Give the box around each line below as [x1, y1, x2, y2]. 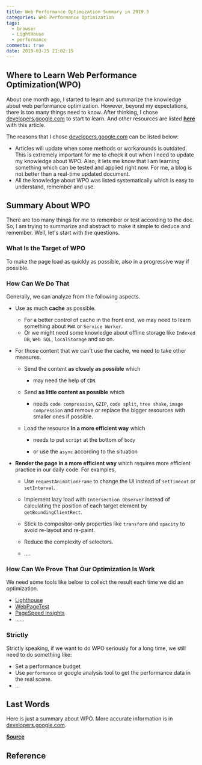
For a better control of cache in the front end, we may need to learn [23, 316, 191, 323]
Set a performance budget [14, 663, 81, 670]
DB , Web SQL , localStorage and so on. [23, 335, 114, 342]
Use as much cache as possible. [14, 305, 96, 312]
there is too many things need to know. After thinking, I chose [6, 108, 158, 116]
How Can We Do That [6, 279, 70, 288]
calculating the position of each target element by [23, 502, 147, 509]
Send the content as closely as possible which [23, 365, 141, 372]
